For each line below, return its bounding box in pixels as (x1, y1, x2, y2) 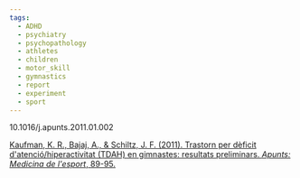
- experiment (17, 89, 67, 98)
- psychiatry (17, 30, 67, 39)
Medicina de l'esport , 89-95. (9, 159, 116, 170)
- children (17, 55, 59, 64)
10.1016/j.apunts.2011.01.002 (9, 122, 115, 133)
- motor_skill (17, 64, 70, 73)
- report (17, 80, 51, 89)
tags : (9, 13, 30, 23)
